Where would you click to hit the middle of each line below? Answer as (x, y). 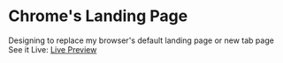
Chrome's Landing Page (98, 16)
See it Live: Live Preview (53, 49)
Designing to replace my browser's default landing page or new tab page (141, 40)
